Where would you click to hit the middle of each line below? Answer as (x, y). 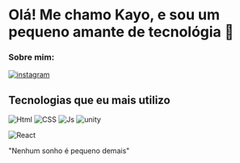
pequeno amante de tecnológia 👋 (121, 32)
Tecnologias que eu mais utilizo (90, 100)
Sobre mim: (32, 57)
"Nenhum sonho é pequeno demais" (69, 151)
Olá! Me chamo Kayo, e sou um (114, 15)
